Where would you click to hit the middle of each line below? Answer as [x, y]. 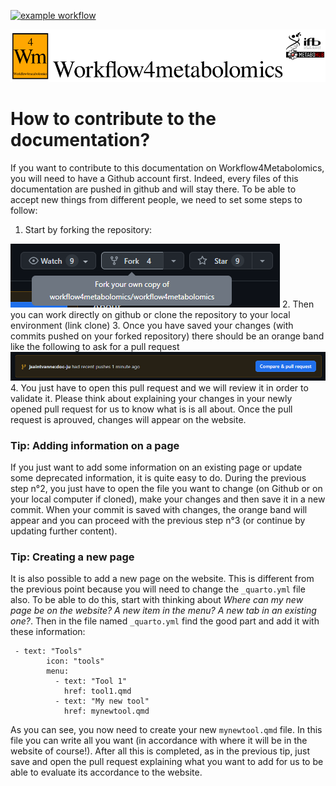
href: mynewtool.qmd [106, 711]
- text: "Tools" [48, 651]
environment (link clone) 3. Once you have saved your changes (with [152, 325]
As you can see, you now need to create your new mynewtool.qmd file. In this [166, 730]
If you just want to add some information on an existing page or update [156, 467]
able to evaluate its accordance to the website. [106, 772]
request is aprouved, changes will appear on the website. [128, 419]
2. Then [298, 304]
